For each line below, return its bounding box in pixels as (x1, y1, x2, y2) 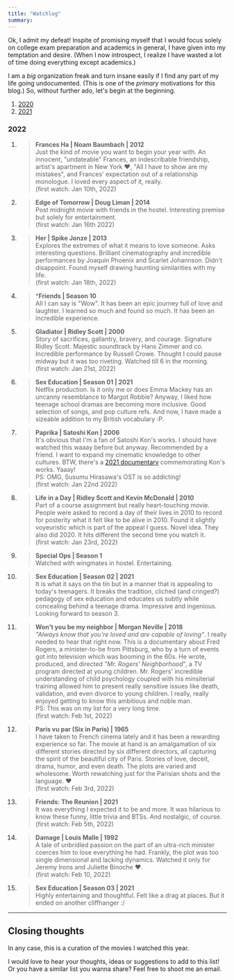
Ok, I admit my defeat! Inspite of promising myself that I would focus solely (8, 35, 222, 44)
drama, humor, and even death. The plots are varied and (35, 761, 197, 770)
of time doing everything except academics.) (8, 58, 136, 66)
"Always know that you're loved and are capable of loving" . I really (35, 630, 227, 638)
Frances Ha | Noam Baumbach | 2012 (35, 140, 144, 148)
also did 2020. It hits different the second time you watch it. (35, 530, 206, 539)
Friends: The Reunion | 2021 (35, 798, 119, 806)
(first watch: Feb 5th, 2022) (35, 819, 114, 828)
